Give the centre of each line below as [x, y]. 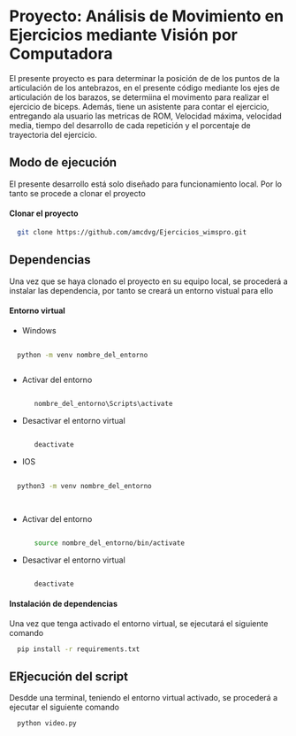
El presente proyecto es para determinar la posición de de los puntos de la [144, 78]
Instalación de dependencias [63, 604]
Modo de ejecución [63, 162]
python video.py [47, 724]
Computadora [61, 54]
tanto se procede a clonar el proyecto [77, 193]
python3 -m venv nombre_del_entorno [84, 487]
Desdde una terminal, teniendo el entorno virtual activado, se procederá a [144, 698]
